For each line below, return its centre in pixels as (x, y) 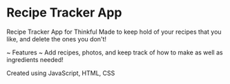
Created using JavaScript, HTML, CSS (61, 73)
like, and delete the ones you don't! (57, 39)
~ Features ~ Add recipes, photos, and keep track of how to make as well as (115, 52)
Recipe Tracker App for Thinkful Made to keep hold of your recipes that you (114, 32)
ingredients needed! (35, 59)
